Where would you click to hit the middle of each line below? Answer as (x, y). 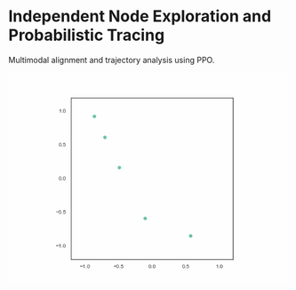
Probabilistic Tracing (87, 35)
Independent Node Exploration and (140, 16)
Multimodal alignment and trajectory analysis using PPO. (112, 60)
